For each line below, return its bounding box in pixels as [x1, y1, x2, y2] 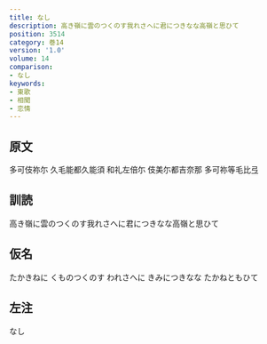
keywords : [9, 79, 46, 88]
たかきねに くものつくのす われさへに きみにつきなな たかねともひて [9, 272, 259, 283]
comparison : [9, 63, 53, 72]
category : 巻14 [9, 37, 64, 47]
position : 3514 [9, 29, 66, 38]
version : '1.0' [9, 46, 66, 55]
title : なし [9, 12, 51, 22]
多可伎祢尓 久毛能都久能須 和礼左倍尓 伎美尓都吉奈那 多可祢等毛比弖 [9, 164, 259, 175]
